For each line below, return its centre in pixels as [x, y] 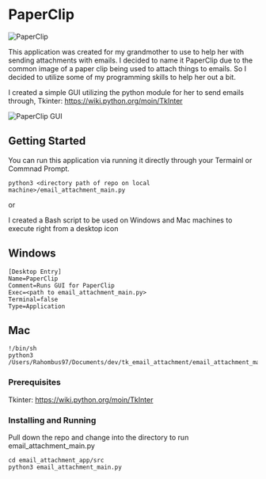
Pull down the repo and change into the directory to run [99, 437]
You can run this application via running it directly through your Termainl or [130, 160]
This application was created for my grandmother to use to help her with [126, 51]
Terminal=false [33, 299]
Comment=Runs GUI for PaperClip [61, 285]
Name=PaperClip [33, 279]
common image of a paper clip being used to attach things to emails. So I [127, 68]
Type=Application [37, 306]
